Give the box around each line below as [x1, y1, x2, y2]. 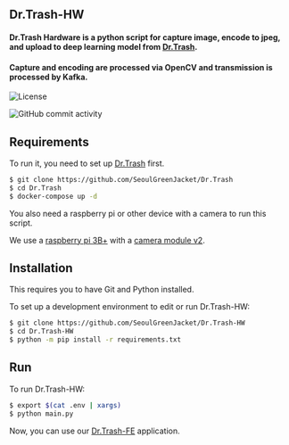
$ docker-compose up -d [9, 192, 98, 201]
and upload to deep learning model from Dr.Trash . [9, 41, 198, 52]
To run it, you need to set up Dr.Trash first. [9, 158, 165, 169]
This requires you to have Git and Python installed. [9, 284, 194, 295]
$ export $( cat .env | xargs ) [9, 400, 122, 409]
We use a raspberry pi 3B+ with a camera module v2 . [9, 235, 205, 245]
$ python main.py [9, 409, 74, 418]
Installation [9, 260, 73, 276]
